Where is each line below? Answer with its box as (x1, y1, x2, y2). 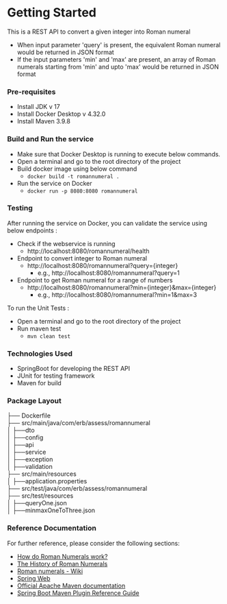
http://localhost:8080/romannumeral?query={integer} (27, 261, 178, 269)
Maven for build (16, 379, 62, 387)
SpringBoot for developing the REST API (16, 365, 131, 373)
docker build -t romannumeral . (27, 173, 120, 180)
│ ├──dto (7, 426, 36, 435)
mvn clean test (27, 333, 70, 340)
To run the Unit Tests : (7, 304, 70, 312)
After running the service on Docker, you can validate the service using (7, 219, 207, 227)
